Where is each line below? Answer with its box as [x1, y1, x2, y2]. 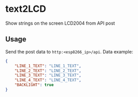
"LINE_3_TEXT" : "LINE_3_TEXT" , [14, 73, 82, 78]
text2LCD [5, 3, 46, 15]
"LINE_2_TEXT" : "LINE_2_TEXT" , [14, 68, 82, 73]
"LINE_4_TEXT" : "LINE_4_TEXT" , [14, 77, 82, 83]
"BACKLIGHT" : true [14, 83, 54, 88]
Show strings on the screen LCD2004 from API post [5, 20, 115, 26]
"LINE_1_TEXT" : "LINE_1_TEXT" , [14, 63, 82, 68]
